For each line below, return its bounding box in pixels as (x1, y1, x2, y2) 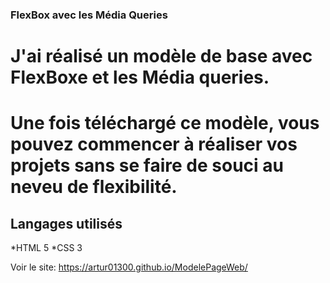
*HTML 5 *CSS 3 (10, 242, 83, 254)
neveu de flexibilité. (10, 176, 178, 198)
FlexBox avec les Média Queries (10, 8, 168, 22)
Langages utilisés (10, 215, 123, 232)
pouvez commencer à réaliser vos (10, 133, 298, 156)
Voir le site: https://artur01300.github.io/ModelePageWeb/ (10, 261, 248, 273)
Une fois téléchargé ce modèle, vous (10, 112, 320, 135)
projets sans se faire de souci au (10, 154, 284, 177)
